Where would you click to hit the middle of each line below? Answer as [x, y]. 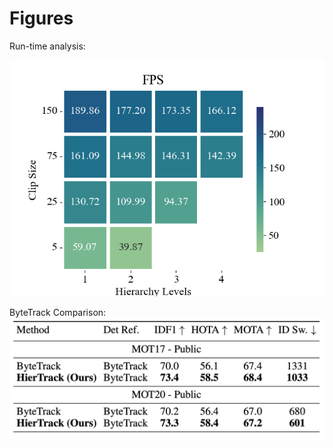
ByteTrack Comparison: [58, 312]
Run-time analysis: [47, 46]
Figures [41, 18]
